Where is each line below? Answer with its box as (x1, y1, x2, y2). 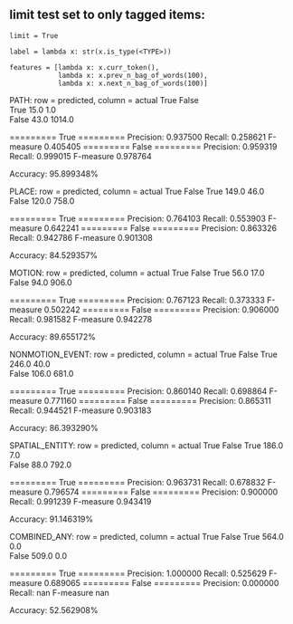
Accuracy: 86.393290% (9, 422, 99, 433)
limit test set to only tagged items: (9, 7, 205, 23)
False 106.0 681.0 (9, 368, 74, 379)
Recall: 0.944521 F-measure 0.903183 (9, 405, 152, 416)
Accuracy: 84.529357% (9, 249, 98, 261)
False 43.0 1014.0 (9, 113, 74, 125)
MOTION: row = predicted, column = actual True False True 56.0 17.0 (9, 267, 265, 278)
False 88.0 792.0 (9, 459, 72, 470)
